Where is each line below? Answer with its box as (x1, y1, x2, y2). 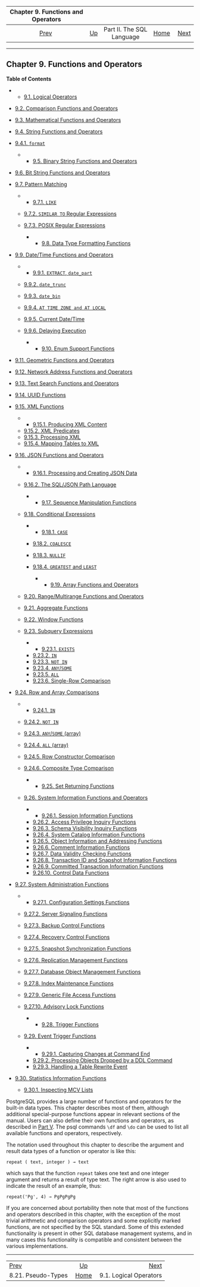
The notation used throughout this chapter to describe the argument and (6, 1141, 185, 1148)
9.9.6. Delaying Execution (23, 327, 86, 334)
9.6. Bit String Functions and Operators (14, 169, 111, 176)
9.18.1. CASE (41, 528, 68, 536)
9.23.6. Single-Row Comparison (32, 677, 111, 684)
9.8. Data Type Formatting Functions (41, 239, 131, 247)
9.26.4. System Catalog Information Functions (32, 831, 145, 838)
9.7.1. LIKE (32, 198, 57, 206)
